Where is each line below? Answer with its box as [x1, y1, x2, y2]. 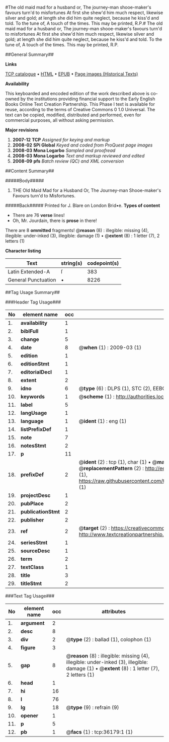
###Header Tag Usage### [5, 299, 61, 305]
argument [21, 620, 45, 626]
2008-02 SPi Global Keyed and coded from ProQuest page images [12, 142, 153, 148]
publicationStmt [21, 508, 60, 515]
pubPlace [21, 500, 44, 507]
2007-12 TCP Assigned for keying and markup [12, 137, 110, 142]
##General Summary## [5, 51, 54, 57]
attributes [102, 608, 126, 615]
